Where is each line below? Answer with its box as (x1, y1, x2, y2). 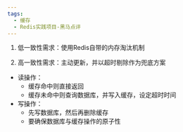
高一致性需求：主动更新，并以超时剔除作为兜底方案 (17, 58, 166, 67)
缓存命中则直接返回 (27, 82, 84, 91)
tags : (7, 10, 23, 18)
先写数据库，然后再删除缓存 (27, 108, 109, 117)
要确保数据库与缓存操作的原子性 (27, 117, 121, 126)
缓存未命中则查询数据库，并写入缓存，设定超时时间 (27, 91, 177, 99)
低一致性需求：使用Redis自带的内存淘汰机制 (17, 44, 146, 52)
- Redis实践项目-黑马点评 (13, 23, 81, 30)
